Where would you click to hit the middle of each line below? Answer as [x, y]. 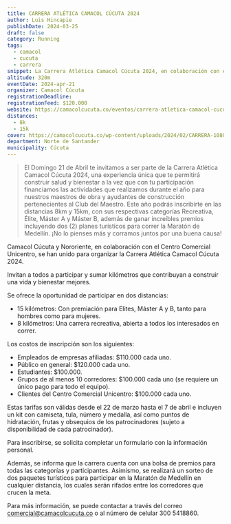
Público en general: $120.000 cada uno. [74, 365]
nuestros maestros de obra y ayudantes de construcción [104, 197]
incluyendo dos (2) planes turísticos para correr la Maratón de [112, 226]
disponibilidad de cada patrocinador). [60, 429]
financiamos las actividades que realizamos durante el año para [114, 189]
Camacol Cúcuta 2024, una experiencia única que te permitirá [112, 175]
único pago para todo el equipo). [63, 387]
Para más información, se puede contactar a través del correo [95, 506]
